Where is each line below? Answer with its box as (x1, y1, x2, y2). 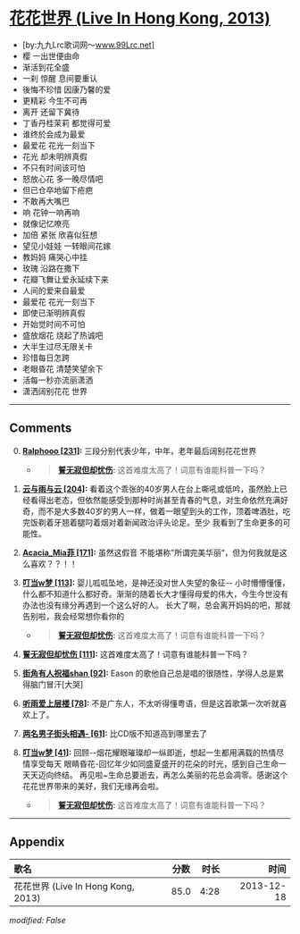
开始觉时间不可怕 (21, 318, 86, 329)
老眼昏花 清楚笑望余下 (21, 363, 104, 374)
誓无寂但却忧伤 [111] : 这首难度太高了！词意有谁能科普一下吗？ (21, 649, 249, 660)
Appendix (9, 835, 65, 850)
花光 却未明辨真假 (21, 151, 87, 162)
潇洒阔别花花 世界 (21, 385, 87, 396)
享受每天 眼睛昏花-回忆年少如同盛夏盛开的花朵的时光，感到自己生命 (29, 758, 279, 769)
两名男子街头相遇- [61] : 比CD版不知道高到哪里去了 (21, 728, 208, 738)
